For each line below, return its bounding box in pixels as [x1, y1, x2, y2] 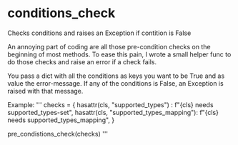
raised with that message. [7, 86, 84, 95]
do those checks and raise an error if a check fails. [7, 57, 157, 66]
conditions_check [7, 5, 116, 21]
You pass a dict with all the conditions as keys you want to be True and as [7, 71, 225, 80]
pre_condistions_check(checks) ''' [7, 129, 109, 138]
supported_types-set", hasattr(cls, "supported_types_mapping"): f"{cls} [7, 108, 219, 116]
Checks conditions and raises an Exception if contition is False [7, 29, 192, 37]
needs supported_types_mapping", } [7, 116, 115, 124]
